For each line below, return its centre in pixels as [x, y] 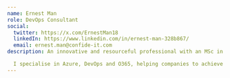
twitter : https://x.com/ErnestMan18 [66, 32]
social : [18, 26]
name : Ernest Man [32, 13]
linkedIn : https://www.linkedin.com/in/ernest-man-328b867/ [101, 39]
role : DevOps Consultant [43, 20]
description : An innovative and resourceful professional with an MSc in [115, 52]
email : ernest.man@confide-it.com [63, 45]
